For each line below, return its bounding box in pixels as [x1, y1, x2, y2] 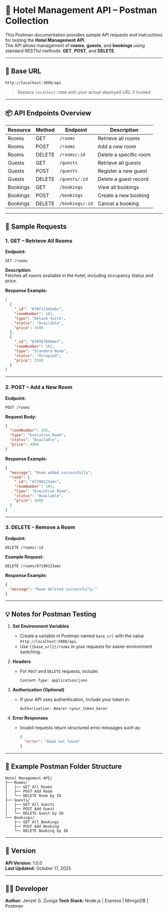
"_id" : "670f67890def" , [14, 339, 64, 344]
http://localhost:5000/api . [19, 638, 77, 644]
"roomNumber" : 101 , [14, 311, 55, 316]
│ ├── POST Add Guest [5, 806, 55, 811]
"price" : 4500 [14, 325, 43, 330]
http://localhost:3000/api [5, 80, 61, 85]
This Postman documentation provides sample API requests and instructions [5, 32, 162, 38]
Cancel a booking [97, 200, 139, 207]
